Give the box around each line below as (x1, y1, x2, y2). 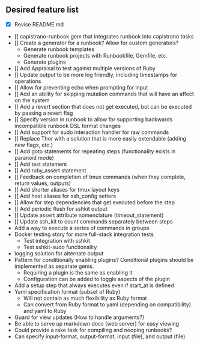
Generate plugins (23, 58, 67, 65)
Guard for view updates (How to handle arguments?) (14, 314, 145, 321)
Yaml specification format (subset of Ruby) (14, 288, 121, 295)
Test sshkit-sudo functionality (23, 243, 97, 250)
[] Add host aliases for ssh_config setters (14, 192, 117, 199)
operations (14, 77, 41, 85)
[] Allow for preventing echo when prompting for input (14, 83, 148, 91)
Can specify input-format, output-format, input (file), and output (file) (14, 333, 186, 340)
